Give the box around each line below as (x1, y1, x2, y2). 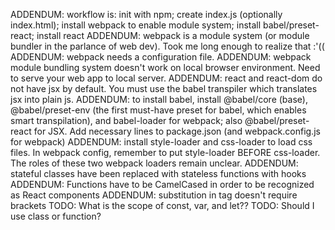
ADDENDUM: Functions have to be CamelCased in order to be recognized (10, 179, 315, 190)
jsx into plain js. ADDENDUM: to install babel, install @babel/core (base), (10, 94, 308, 105)
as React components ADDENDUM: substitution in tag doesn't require (10, 189, 298, 201)
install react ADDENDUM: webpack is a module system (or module (36, 30, 310, 41)
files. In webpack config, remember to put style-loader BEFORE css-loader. (10, 147, 321, 158)
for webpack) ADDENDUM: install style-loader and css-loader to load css (10, 136, 313, 148)
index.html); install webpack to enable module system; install (10, 19, 262, 31)
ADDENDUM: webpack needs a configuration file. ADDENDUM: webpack (10, 51, 312, 63)
